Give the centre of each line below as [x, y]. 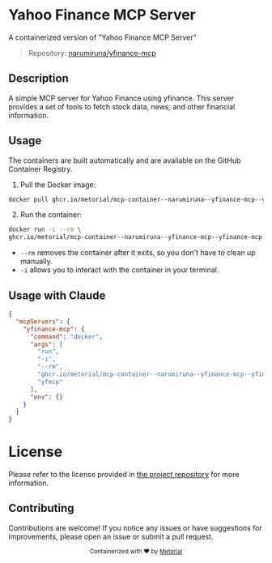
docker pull [28, 199]
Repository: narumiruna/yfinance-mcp [92, 53]
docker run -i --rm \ [45, 230]
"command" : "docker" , [66, 337]
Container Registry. [40, 168]
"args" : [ [46, 344]
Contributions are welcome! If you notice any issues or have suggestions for [136, 527]
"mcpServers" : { [43, 322]
